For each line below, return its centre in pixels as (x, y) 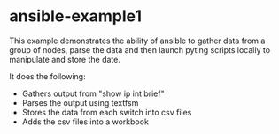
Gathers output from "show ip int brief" (93, 93)
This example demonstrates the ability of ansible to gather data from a (137, 41)
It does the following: (47, 76)
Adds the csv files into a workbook (85, 122)
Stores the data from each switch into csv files (107, 112)
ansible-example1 (76, 16)
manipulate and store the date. (65, 59)
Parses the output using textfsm (80, 102)
